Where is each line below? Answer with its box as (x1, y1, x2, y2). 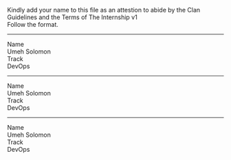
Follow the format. (7, 21, 58, 28)
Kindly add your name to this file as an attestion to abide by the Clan (7, 6, 201, 14)
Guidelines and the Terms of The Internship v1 (7, 13, 137, 21)
